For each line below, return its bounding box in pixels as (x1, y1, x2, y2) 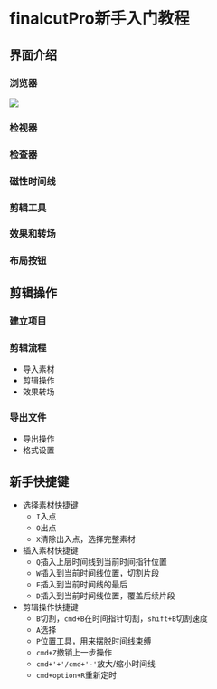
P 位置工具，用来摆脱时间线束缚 (35, 636, 152, 646)
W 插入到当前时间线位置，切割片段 (35, 568, 160, 578)
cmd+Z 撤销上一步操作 (35, 647, 113, 658)
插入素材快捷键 (22, 545, 79, 556)
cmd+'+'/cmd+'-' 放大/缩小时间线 (35, 658, 156, 669)
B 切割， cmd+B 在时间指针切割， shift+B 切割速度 (35, 613, 208, 624)
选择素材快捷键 (22, 500, 79, 510)
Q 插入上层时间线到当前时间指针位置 (35, 557, 167, 568)
